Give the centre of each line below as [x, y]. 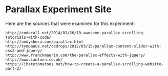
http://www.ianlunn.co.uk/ [34, 60]
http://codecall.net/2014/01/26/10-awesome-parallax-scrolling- [75, 33]
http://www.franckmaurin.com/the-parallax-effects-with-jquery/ [75, 55]
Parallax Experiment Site [58, 9]
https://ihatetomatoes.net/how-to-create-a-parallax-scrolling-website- [85, 64]
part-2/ [14, 68]
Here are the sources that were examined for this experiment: [70, 23]
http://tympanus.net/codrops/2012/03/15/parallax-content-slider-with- [83, 46]
